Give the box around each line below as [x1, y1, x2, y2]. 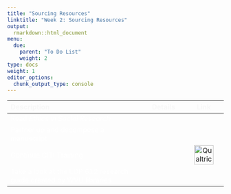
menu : [7, 36, 23, 43]
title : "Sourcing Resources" [7, 10, 91, 17]
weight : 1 [7, 67, 36, 74]
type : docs [7, 61, 38, 68]
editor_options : [7, 74, 54, 81]
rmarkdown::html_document [13, 29, 88, 36]
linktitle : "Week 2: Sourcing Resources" [7, 17, 128, 23]
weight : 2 [19, 55, 48, 62]
